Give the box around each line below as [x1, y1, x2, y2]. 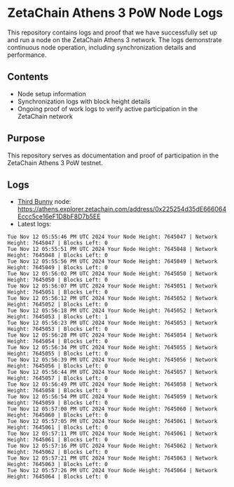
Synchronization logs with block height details [17, 97, 151, 105]
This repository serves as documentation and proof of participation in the [7, 151, 219, 160]
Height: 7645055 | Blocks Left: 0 [7, 350, 109, 358]
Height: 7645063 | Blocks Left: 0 [7, 461, 109, 468]
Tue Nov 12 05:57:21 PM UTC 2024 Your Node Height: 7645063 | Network [7, 455, 218, 462]
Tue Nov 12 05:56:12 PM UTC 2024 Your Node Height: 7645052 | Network [7, 295, 218, 302]
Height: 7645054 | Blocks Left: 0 [7, 338, 109, 345]
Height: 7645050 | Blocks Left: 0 [7, 276, 109, 284]
